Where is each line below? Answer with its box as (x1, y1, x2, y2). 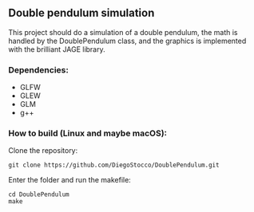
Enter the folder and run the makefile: (8, 175, 132, 185)
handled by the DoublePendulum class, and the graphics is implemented (8, 36, 247, 45)
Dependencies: (8, 64, 69, 75)
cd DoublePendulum (8, 190, 69, 198)
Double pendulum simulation (8, 6, 155, 20)
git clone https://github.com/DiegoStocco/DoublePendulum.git (8, 161, 220, 170)
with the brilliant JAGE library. (8, 44, 105, 54)
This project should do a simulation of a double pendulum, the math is (8, 27, 238, 37)
